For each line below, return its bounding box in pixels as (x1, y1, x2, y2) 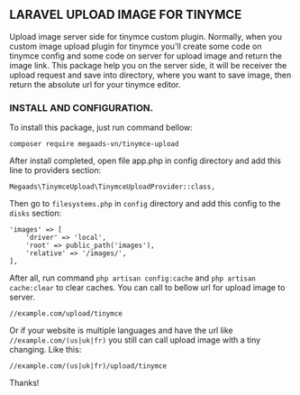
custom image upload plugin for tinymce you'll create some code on (9, 41, 262, 51)
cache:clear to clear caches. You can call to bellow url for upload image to (9, 282, 286, 293)
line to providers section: (9, 165, 102, 176)
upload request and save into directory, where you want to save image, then (9, 69, 292, 80)
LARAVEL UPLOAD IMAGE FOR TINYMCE (9, 7, 242, 23)
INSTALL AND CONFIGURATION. (9, 101, 154, 114)
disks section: (9, 207, 61, 219)
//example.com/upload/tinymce (9, 309, 123, 318)
